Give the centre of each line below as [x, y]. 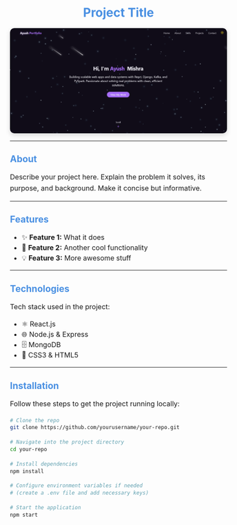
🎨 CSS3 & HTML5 [50, 355]
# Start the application [45, 508]
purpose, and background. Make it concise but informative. [106, 188]
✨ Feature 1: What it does [63, 237]
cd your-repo [29, 450]
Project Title [118, 13]
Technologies [40, 289]
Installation [34, 385]
